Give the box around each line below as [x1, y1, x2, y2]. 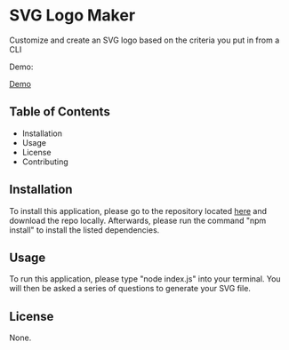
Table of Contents [9, 104, 111, 120]
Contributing [21, 156, 68, 167]
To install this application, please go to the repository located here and [9, 205, 268, 216]
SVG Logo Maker [9, 5, 136, 26]
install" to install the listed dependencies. [9, 224, 160, 235]
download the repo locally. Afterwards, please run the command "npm [9, 215, 267, 226]
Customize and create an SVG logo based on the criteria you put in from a [9, 35, 280, 45]
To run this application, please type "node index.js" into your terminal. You [9, 274, 282, 284]
